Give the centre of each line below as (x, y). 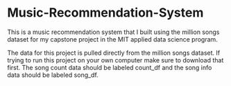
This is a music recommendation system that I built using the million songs (113, 32)
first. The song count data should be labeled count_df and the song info (110, 67)
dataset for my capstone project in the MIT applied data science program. (113, 39)
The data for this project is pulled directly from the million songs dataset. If (114, 53)
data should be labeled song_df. (53, 75)
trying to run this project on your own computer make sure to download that (115, 60)
